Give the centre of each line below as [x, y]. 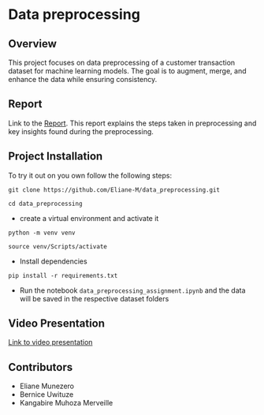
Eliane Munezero [47, 386]
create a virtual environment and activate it [89, 218]
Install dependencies [54, 261]
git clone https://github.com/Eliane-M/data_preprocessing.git [114, 190]
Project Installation [56, 157]
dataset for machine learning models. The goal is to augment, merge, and [127, 71]
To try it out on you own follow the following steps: [90, 175]
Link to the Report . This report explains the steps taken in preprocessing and [132, 123]
